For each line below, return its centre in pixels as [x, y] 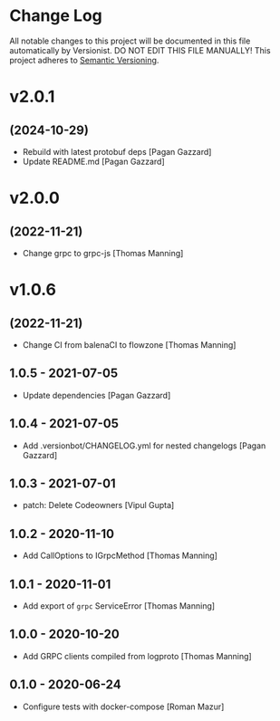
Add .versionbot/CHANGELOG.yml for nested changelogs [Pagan [144, 446]
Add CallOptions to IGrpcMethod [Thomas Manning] [120, 556]
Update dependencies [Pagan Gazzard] [97, 395]
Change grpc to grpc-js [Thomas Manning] [103, 253]
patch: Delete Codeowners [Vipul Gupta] [98, 505]
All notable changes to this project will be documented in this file [130, 41]
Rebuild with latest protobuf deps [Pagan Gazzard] [117, 151]
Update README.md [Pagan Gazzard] [93, 161]
